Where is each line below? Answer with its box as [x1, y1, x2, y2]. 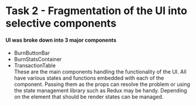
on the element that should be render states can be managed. [13, 93, 164, 101]
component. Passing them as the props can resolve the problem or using [13, 81, 190, 88]
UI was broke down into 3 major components [5, 37, 117, 44]
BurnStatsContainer [13, 56, 62, 63]
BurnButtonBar [13, 49, 50, 57]
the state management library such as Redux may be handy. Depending [13, 87, 187, 94]
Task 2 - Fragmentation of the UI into [5, 4, 187, 18]
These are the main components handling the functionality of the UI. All [13, 68, 187, 75]
